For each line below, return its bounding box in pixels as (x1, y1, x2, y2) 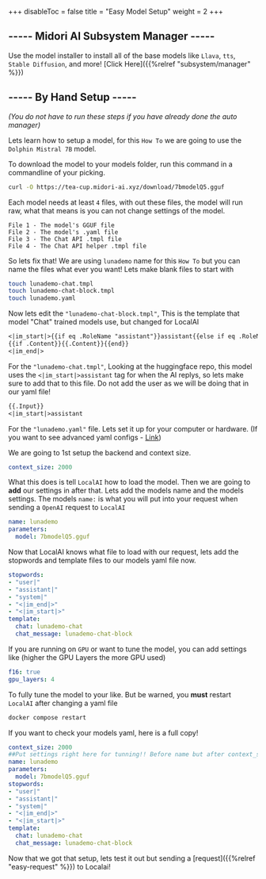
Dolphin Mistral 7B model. (8, 144, 97, 153)
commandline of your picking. (8, 167, 105, 177)
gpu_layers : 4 (8, 675, 55, 683)
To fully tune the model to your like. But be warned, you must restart (8, 689, 232, 699)
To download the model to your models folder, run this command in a (8, 159, 234, 169)
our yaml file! (8, 386, 51, 396)
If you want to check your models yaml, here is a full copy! (8, 727, 199, 737)
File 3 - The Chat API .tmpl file (8, 235, 123, 243)
